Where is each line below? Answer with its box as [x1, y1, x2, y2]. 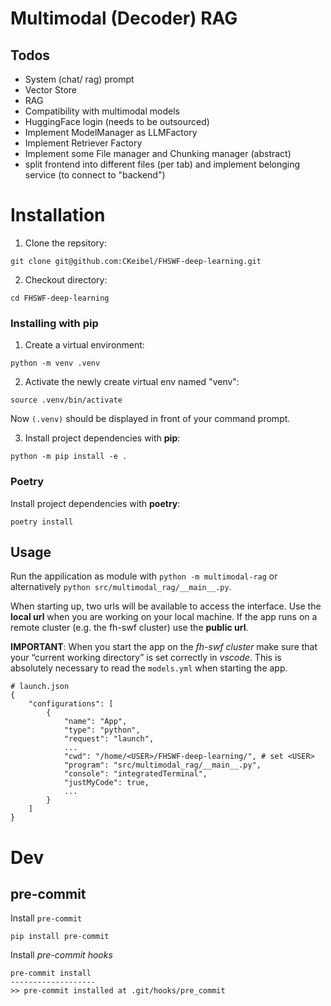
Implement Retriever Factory [24, 137, 143, 149]
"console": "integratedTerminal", [63, 769, 208, 779]
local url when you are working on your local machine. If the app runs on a [10, 611, 318, 623]
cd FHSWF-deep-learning [10, 293, 110, 303]
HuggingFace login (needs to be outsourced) [24, 116, 210, 127]
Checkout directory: [24, 273, 108, 286]
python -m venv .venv [10, 358, 101, 369]
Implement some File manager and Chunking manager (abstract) [24, 148, 292, 159]
